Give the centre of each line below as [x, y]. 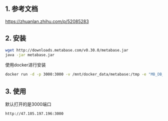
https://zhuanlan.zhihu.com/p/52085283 [47, 21]
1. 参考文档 [22, 9]
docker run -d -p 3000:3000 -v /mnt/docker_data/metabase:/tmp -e [76, 74]
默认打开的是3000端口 [28, 104]
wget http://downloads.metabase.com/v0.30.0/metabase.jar [67, 50]
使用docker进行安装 [25, 65]
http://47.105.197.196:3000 [34, 114]
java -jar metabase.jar [30, 55]
